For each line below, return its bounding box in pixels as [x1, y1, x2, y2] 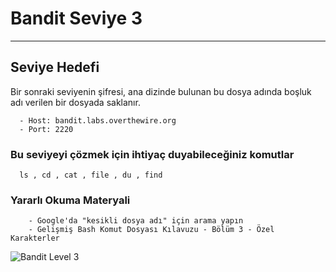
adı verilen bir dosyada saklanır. [10, 96, 141, 108]
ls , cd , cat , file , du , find [19, 170, 163, 181]
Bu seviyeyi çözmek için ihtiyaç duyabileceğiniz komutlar [10, 147, 295, 161]
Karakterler [10, 233, 60, 244]
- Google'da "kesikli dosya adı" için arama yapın [28, 216, 244, 226]
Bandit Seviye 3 [10, 7, 143, 30]
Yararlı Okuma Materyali [10, 193, 131, 207]
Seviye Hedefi [10, 59, 100, 76]
